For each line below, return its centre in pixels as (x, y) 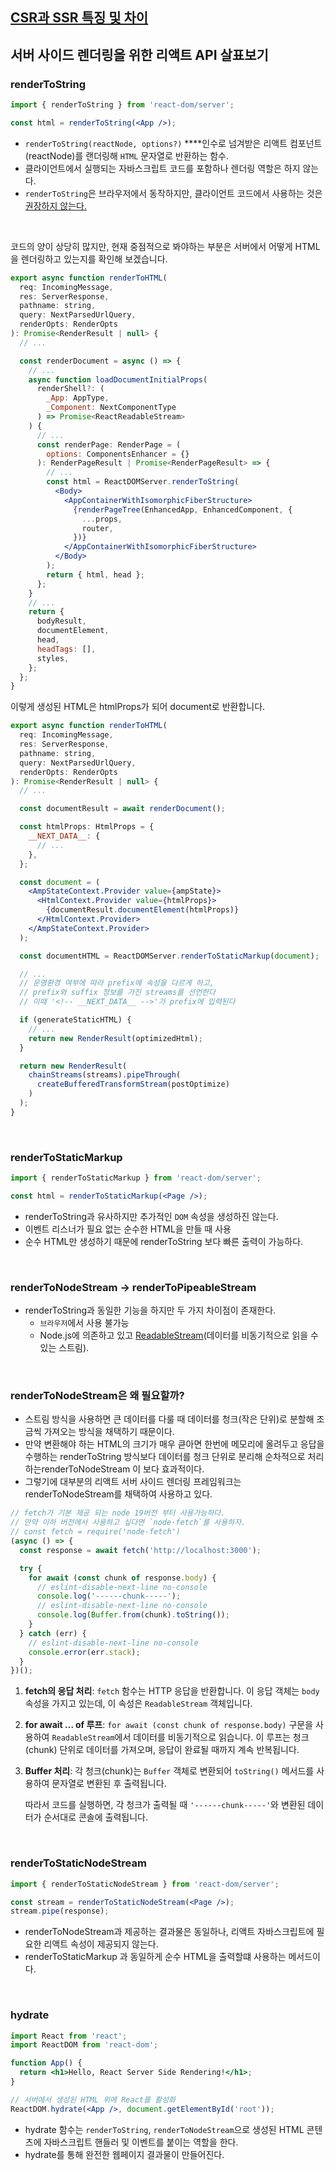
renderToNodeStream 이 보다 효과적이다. (123, 1469)
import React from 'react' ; (69, 2036)
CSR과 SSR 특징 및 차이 (79, 18)
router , (97, 528)
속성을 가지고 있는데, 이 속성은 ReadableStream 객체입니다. (138, 1704)
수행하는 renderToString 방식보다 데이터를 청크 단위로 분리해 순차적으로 (165, 1457)
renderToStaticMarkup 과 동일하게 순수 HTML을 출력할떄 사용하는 (155, 1957)
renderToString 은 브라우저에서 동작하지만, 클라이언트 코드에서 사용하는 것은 (173, 193)
